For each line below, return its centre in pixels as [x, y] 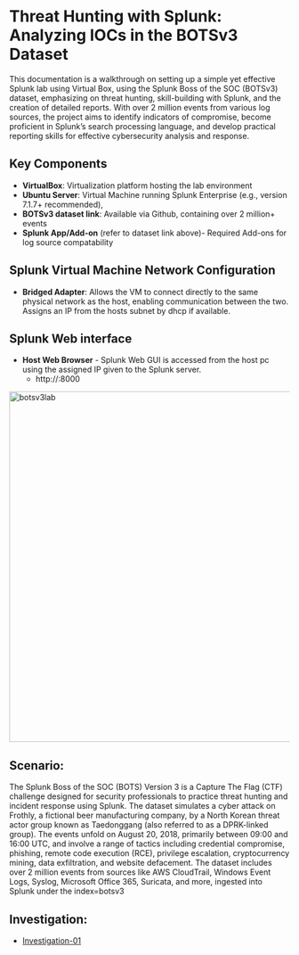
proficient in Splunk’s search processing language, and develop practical [142, 126]
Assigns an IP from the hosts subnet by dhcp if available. [126, 310]
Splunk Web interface [71, 338]
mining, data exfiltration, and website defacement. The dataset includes [141, 863]
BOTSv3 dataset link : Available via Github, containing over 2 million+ [149, 214]
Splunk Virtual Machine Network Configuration [142, 271]
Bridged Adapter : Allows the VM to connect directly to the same [140, 292]
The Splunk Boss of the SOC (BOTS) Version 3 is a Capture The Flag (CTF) [146, 787]
